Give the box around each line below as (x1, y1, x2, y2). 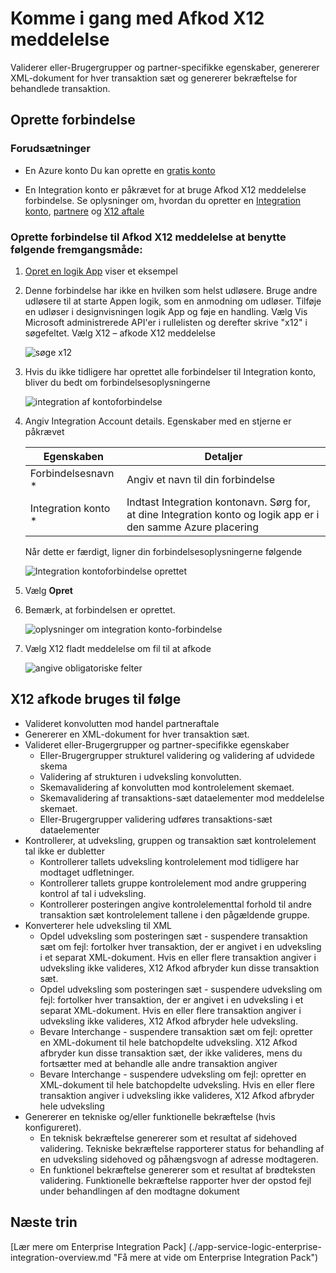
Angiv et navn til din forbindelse (126, 472, 276, 486)
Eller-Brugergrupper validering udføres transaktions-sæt (39, 813, 273, 825)
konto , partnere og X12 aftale (24, 205, 145, 217)
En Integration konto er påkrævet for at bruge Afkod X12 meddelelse (24, 183, 307, 196)
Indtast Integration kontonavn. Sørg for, (126, 495, 311, 509)
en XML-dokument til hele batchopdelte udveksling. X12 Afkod (39, 1036, 298, 1048)
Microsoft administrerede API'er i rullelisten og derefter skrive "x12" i (24, 316, 308, 328)
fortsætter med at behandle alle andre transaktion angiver (39, 1057, 278, 1069)
